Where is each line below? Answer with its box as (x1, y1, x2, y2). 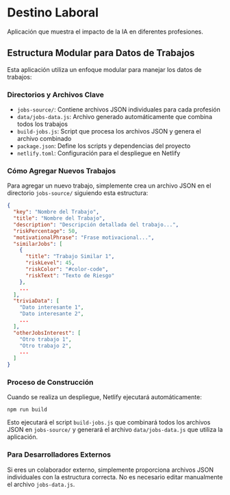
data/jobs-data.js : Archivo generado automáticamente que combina (16, 113, 212, 121)
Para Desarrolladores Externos (7, 450, 112, 459)
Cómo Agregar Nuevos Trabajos (7, 166, 116, 175)
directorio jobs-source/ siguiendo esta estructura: (7, 189, 149, 197)
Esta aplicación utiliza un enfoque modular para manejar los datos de (7, 65, 202, 73)
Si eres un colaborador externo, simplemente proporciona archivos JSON (7, 466, 214, 474)
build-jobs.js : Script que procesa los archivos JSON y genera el (16, 127, 201, 136)
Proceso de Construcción (7, 378, 94, 388)
